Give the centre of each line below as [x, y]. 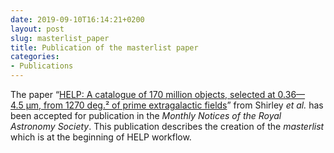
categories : [35, 57]
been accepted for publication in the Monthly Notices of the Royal [146, 115]
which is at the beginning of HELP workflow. [101, 137]
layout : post [37, 29]
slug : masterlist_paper [60, 38]
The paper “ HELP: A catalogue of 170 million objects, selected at [143, 94]
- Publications [42, 66]
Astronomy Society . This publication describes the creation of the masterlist [167, 126]
